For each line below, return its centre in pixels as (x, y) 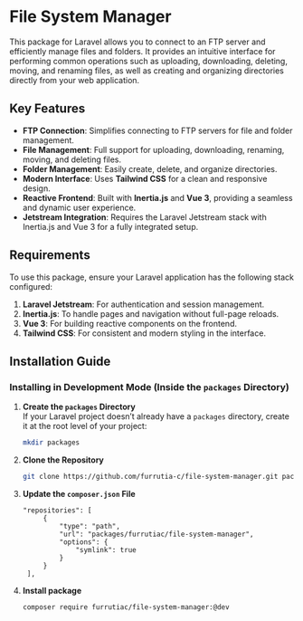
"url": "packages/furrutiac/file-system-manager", (156, 534)
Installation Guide (60, 361)
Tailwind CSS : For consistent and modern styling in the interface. (144, 333)
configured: (31, 286)
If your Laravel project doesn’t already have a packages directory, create (156, 416)
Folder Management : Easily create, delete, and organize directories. (150, 168)
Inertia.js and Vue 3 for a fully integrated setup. (110, 226)
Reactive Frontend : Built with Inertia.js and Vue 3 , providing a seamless (157, 197)
